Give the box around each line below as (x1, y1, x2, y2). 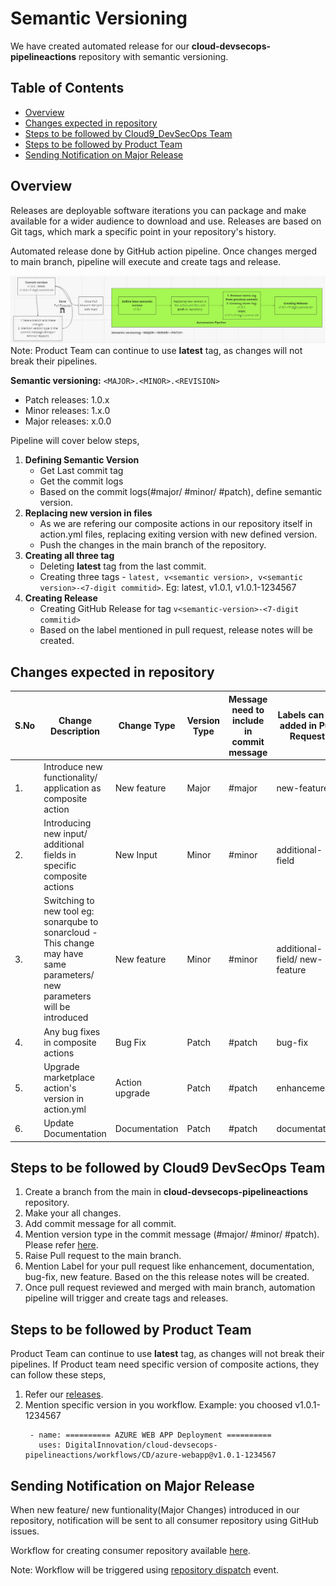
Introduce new (43, 760, 103, 772)
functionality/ (43, 771, 98, 783)
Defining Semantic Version (24, 454, 140, 466)
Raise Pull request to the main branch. (24, 1250, 182, 1262)
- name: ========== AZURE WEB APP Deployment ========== (29, 1430, 272, 1441)
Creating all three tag (24, 550, 115, 562)
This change (43, 937, 95, 949)
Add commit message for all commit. (24, 1218, 177, 1230)
